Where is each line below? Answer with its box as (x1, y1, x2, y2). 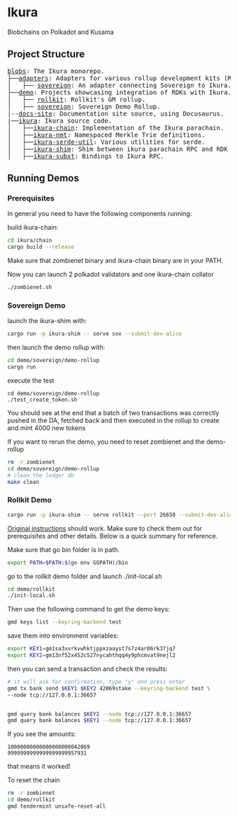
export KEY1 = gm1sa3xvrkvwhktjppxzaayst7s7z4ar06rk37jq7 (7, 646, 176, 653)
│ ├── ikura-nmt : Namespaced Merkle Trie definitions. (7, 130, 205, 139)
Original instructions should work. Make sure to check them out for (7, 524, 203, 532)
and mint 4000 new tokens (7, 423, 86, 432)
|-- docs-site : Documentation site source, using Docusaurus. (7, 109, 225, 118)
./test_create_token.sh (7, 396, 78, 403)
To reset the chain (7, 776, 60, 784)
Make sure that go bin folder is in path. (7, 545, 120, 553)
